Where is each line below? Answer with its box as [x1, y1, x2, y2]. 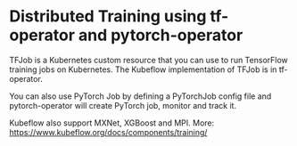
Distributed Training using [9, 6, 207, 27]
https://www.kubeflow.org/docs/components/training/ [9, 126, 208, 137]
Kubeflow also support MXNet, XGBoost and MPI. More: [9, 118, 215, 128]
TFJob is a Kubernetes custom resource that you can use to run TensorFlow [9, 54, 288, 65]
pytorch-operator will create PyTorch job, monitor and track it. [9, 100, 237, 110]
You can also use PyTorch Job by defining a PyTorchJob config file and [9, 91, 272, 101]
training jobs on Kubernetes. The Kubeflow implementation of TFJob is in [9, 64, 277, 75]
